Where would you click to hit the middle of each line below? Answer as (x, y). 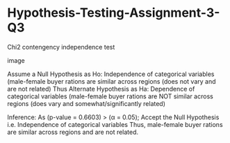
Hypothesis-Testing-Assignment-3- (114, 13)
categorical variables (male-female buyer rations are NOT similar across (110, 96)
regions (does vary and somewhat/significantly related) (86, 103)
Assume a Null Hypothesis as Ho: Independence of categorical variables (111, 74)
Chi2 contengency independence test (61, 47)
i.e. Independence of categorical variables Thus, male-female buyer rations (115, 124)
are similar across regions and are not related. (73, 132)
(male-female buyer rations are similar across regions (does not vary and (112, 81)
